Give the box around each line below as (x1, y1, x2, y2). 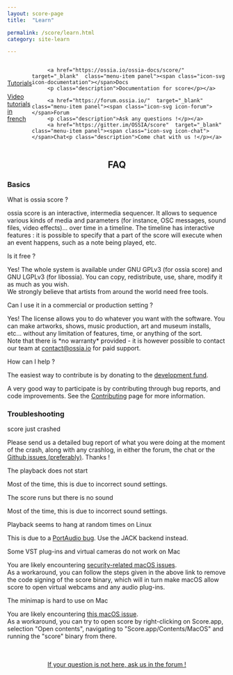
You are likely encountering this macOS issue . (7, 610, 139, 619)
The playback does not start (7, 466, 88, 475)
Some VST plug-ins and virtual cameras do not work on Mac (7, 547, 181, 556)
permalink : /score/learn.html (7, 29, 95, 36)
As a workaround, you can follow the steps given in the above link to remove (7, 568, 226, 577)
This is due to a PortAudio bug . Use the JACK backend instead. (7, 534, 188, 542)
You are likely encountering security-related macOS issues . (7, 561, 177, 569)
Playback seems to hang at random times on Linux (7, 521, 152, 529)
